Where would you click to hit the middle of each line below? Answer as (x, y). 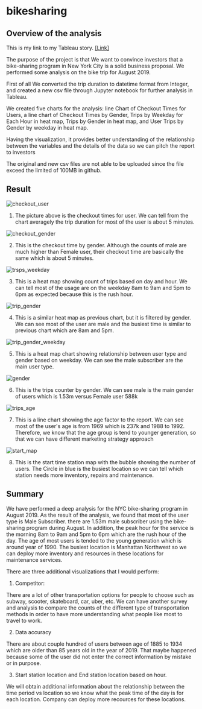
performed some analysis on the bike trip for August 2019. (78, 72)
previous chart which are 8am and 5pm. (65, 330)
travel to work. (24, 620)
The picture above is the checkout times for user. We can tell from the (102, 215)
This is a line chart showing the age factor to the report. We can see (99, 420)
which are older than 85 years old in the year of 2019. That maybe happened (101, 650)
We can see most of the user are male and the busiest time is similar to (103, 324)
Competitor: (30, 583)
